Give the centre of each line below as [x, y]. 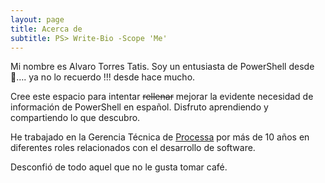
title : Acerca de [46, 29]
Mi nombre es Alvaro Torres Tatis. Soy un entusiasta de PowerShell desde [162, 67]
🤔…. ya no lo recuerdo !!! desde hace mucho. [103, 77]
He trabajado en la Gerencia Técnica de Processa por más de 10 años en [160, 137]
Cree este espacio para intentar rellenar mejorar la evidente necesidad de [162, 97]
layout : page [37, 19]
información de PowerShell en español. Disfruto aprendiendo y [139, 107]
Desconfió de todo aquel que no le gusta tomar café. [119, 167]
